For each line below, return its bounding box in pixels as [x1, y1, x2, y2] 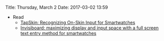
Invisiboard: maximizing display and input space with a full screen [20, 25, 159, 31]
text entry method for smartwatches [20, 30, 97, 36]
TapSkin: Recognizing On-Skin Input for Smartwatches [20, 20, 135, 25]
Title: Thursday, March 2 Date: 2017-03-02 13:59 [5, 5, 108, 10]
